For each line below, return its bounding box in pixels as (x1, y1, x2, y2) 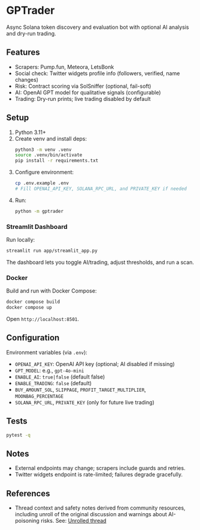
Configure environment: (14, 169, 74, 176)
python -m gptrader (14, 208, 64, 214)
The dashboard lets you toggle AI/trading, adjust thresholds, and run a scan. (6, 258, 195, 266)
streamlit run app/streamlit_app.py (6, 248, 98, 254)
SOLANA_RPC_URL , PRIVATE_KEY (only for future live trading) (14, 398, 154, 406)
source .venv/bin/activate (14, 152, 83, 158)
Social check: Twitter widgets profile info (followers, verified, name (14, 70, 180, 77)
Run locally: (6, 236, 35, 243)
